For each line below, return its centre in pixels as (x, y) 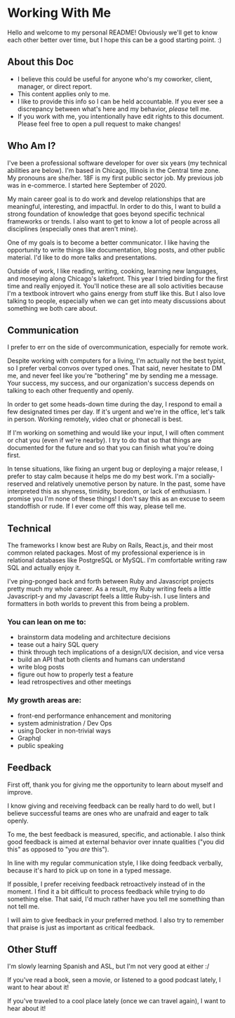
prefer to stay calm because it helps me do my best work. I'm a (98, 477)
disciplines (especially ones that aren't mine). (73, 228)
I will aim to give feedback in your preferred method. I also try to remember (116, 920)
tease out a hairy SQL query (58, 645)
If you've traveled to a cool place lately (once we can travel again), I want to (116, 1001)
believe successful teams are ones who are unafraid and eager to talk (108, 813)
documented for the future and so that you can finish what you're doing (110, 448)
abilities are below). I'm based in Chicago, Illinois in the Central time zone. (114, 170)
